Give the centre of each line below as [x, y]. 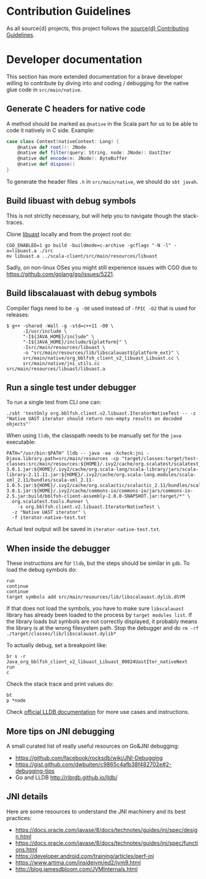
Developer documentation [74, 60]
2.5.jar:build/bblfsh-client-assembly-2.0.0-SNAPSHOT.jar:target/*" [96, 496]
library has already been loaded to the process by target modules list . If [99, 615]
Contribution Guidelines [69, 11]
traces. [15, 222]
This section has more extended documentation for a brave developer [94, 76]
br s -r [16, 657]
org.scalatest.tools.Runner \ [50, 502]
